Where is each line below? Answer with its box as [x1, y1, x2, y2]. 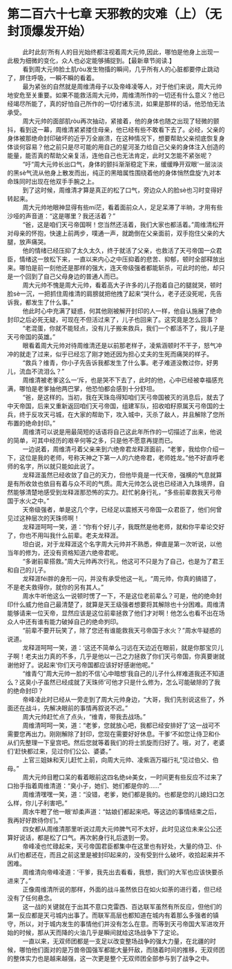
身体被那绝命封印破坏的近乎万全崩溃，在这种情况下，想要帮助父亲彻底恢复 [7, 134, 219, 142]
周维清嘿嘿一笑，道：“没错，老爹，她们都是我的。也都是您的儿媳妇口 [22, 790, 219, 798]
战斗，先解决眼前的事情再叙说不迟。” [25, 704, 128, 712]
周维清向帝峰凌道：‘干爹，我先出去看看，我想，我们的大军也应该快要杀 [22, 867, 224, 876]
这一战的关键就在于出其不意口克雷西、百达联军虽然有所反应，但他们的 [22, 902, 222, 910]
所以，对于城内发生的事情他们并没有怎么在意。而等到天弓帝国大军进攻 [19, 919, 219, 928]
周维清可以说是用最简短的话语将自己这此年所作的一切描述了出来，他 [22, 428, 216, 436]
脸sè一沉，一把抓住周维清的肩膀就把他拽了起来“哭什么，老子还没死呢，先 [7, 289, 216, 298]
